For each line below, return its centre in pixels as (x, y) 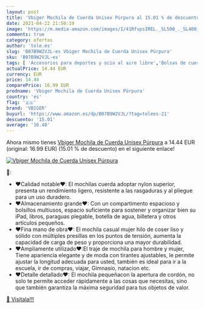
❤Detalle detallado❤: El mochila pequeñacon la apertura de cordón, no (105, 275)
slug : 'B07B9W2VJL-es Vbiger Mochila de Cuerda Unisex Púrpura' (89, 52)
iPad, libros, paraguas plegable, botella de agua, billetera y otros (95, 217)
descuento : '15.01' (31, 119)
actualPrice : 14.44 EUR (36, 68)
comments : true (25, 35)
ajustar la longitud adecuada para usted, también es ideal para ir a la (100, 262)
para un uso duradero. (43, 197)
